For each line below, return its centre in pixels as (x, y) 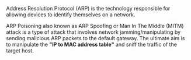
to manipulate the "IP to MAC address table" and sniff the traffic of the (91, 44)
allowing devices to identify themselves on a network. (71, 15)
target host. (20, 51)
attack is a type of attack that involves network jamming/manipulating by (93, 32)
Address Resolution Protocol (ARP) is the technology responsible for (88, 8)
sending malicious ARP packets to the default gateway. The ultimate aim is (95, 38)
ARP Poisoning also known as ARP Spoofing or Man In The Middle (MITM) (95, 26)
